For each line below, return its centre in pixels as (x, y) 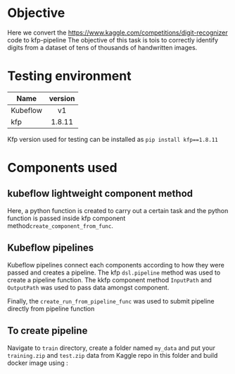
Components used (62, 168)
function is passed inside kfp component (66, 218)
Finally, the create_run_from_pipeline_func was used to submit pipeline (111, 301)
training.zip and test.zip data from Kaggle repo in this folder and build (113, 355)
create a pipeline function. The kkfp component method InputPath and (110, 279)
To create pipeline (47, 331)
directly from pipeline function (51, 308)
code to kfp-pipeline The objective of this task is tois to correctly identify (113, 40)
